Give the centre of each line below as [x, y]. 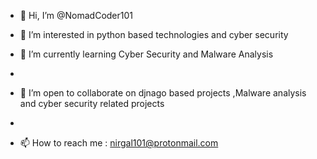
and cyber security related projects [92, 103]
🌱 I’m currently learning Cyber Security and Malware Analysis [146, 54]
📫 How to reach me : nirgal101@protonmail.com [119, 143]
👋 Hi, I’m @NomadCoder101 [76, 15]
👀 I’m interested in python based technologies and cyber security [154, 34]
